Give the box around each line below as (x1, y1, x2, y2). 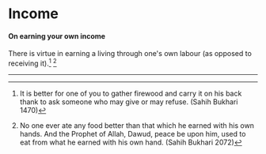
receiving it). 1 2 (8, 57, 57, 68)
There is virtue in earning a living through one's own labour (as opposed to (8, 49, 252, 58)
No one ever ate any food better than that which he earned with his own (19, 121, 255, 130)
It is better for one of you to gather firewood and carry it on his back (19, 88, 242, 99)
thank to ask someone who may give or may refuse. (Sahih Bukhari (19, 97, 238, 107)
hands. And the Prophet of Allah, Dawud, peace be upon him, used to (19, 130, 246, 139)
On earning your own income (8, 31, 105, 40)
